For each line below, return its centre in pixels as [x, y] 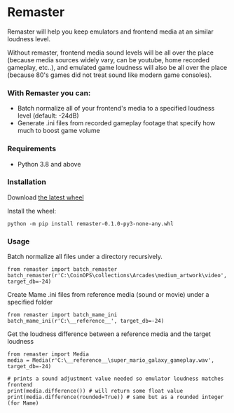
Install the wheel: [32, 211]
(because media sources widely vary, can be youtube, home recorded [109, 59]
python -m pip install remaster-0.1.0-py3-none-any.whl [90, 224]
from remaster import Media [48, 354]
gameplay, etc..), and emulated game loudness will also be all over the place [117, 67]
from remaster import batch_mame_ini [62, 315]
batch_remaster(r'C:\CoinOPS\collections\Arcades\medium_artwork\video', [117, 276]
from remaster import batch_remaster [62, 269]
